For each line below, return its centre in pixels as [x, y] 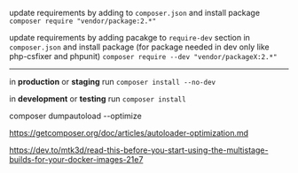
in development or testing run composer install [98, 99]
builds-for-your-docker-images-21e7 [76, 159]
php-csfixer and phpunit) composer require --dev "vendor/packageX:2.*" [143, 56]
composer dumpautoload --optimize [75, 116]
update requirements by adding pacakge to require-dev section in [130, 38]
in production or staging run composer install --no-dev [112, 82]
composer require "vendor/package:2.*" [83, 21]
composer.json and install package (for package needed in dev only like [139, 47]
